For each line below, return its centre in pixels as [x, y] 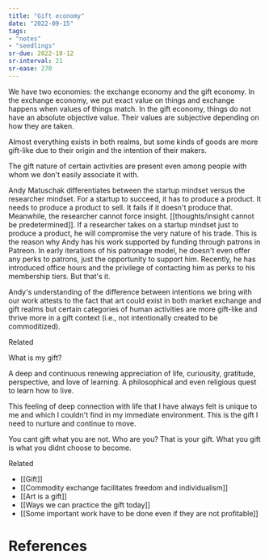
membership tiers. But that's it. [59, 276]
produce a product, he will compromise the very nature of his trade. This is [132, 233]
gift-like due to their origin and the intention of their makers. [108, 150]
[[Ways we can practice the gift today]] [85, 505]
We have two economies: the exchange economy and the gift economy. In [132, 91]
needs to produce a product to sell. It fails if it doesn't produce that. [121, 207]
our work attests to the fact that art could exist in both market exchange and [135, 300]
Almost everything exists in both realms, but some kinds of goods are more [133, 142]
